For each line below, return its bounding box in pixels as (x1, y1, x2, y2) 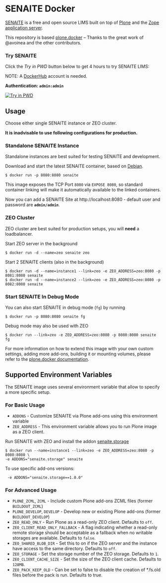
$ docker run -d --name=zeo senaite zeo (5, 250, 90, 255)
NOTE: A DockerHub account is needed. (5, 73, 88, 79)
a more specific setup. (5, 389, 51, 395)
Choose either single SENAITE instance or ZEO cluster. (5, 120, 117, 126)
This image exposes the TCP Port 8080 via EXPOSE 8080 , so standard (5, 181, 143, 187)
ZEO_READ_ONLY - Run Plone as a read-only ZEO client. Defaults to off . (12, 519, 154, 525)
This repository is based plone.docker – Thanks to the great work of (5, 34, 144, 40)
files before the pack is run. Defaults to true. (12, 572, 103, 578)
